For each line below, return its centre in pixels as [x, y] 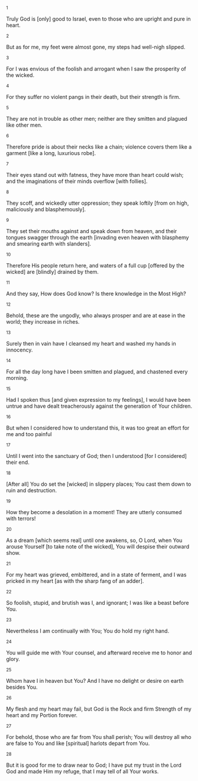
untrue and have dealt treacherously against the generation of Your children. [99, 406]
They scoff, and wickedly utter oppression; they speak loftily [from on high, [98, 203]
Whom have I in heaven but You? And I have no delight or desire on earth [95, 681]
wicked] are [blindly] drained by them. [53, 272]
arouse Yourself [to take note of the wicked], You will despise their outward [98, 546]
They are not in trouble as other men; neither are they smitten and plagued [97, 119]
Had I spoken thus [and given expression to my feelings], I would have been [98, 400]
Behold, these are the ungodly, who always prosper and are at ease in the [96, 315]
